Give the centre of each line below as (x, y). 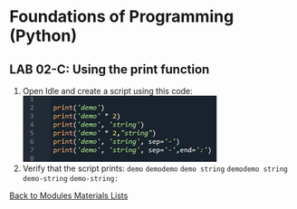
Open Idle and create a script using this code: (107, 91)
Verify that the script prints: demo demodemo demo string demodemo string (155, 168)
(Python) (43, 36)
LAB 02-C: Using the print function (110, 69)
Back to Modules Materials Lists (69, 195)
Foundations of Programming (122, 17)
